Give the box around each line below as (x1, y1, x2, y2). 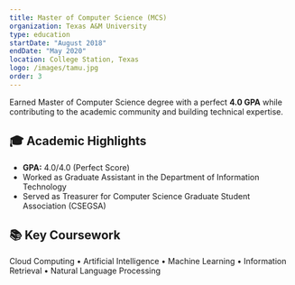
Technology (22, 181, 68, 192)
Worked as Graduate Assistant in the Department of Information (22, 171, 260, 182)
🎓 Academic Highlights (9, 133, 147, 149)
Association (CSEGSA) (22, 200, 106, 211)
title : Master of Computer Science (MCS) (9, 13, 168, 23)
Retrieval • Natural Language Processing (9, 265, 161, 276)
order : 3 (9, 72, 42, 81)
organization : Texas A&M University (9, 22, 147, 31)
